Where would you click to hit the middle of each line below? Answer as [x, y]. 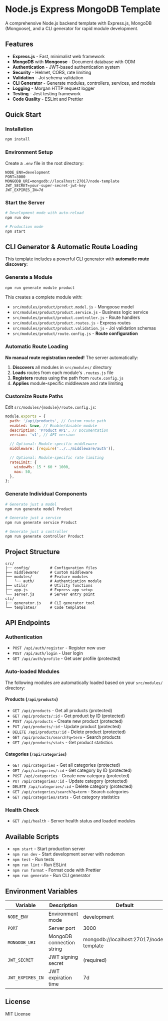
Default [125, 905]
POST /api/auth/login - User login [48, 653]
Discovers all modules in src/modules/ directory [62, 367]
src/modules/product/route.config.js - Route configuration [75, 333]
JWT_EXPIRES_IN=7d [24, 190]
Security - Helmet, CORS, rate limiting [52, 72]
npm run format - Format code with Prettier [56, 870]
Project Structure [32, 552]
